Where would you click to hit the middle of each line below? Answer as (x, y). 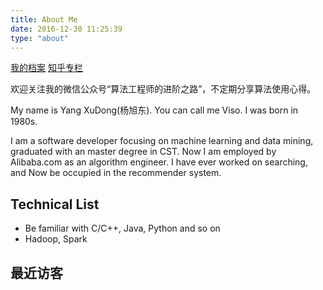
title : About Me (44, 19)
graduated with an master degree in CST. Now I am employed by (143, 152)
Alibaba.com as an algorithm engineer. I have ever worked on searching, (159, 162)
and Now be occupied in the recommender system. (116, 173)
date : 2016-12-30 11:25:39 (66, 29)
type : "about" (40, 38)
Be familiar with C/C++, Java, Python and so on (122, 228)
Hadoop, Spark (56, 239)
